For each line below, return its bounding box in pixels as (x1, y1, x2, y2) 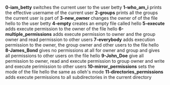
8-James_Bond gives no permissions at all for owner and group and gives (5, 48, 160, 53)
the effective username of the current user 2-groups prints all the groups (5, 10, 158, 16)
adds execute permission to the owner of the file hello (5, 26, 118, 32)
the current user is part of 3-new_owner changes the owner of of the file (5, 15, 158, 21)
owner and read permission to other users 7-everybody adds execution (5, 36, 155, 42)
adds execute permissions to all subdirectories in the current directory (5, 74, 152, 80)
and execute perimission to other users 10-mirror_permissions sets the (5, 63, 155, 69)
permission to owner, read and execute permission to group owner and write (5, 58, 165, 64)
